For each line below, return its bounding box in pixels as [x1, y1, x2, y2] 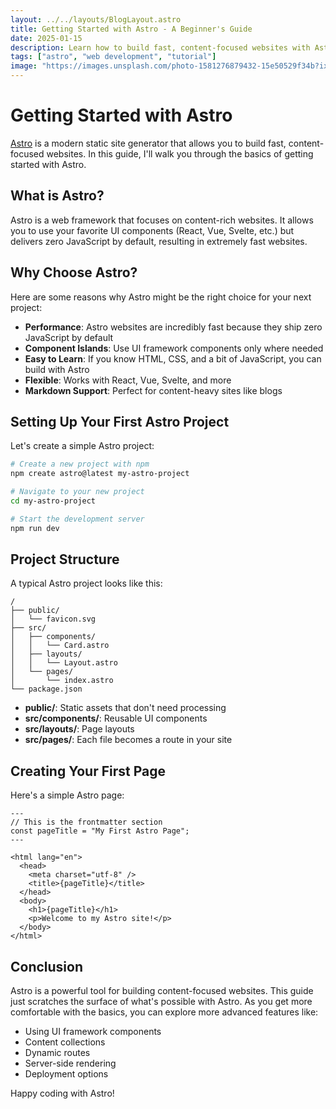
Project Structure [10, 551, 120, 568]
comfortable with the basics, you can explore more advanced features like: [10, 1006, 319, 1018]
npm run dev [10, 523, 60, 533]
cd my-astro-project [10, 496, 97, 506]
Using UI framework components [24, 1026, 162, 1038]
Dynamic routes [24, 1047, 91, 1059]
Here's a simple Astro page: [10, 789, 125, 801]
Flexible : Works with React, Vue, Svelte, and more [24, 374, 232, 386]
